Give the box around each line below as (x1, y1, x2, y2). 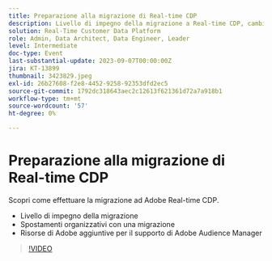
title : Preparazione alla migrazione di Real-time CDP (8, 11, 198, 20)
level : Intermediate (8, 42, 79, 50)
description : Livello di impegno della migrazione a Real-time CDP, (8, 19, 244, 27)
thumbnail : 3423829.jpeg (8, 72, 92, 80)
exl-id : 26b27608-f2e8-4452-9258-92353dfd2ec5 (8, 79, 168, 87)
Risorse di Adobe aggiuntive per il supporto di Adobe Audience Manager (19, 228, 262, 238)
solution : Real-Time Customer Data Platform (8, 27, 161, 35)
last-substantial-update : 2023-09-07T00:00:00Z (8, 57, 172, 65)
